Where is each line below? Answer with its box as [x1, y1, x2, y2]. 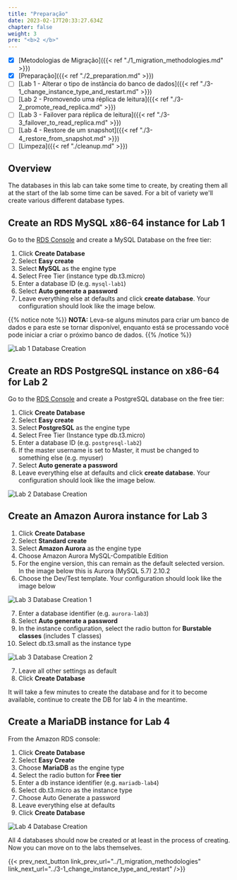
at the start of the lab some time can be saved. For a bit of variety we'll [8, 189, 214, 197]
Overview [8, 162, 52, 174]
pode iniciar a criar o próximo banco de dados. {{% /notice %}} [8, 330, 193, 340]
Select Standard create [18, 536, 87, 545]
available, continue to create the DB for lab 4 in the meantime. [8, 695, 188, 704]
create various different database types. [8, 196, 125, 205]
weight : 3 [8, 30, 37, 37]
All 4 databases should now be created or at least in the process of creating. [8, 835, 231, 844]
